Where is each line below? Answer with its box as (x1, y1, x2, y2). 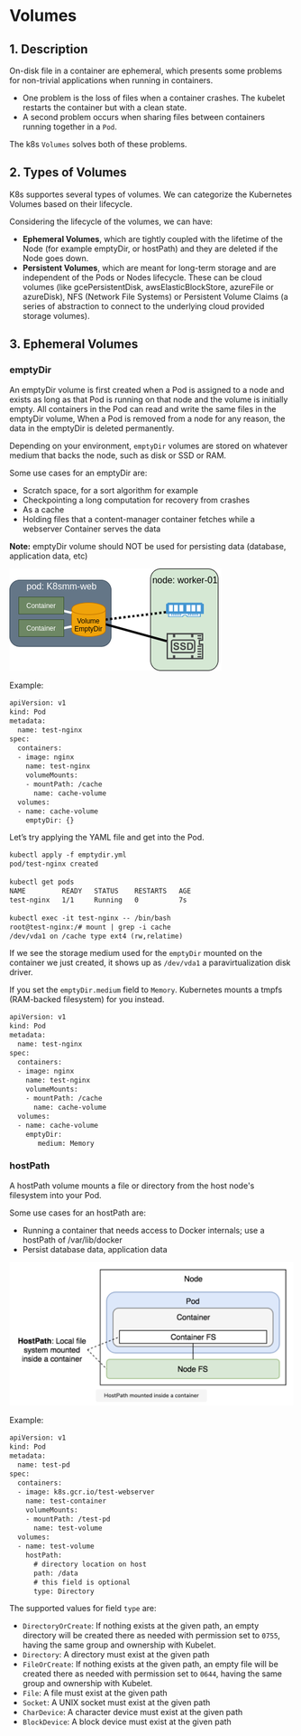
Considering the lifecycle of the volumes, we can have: (9, 216, 214, 227)
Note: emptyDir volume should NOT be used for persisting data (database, (9, 540, 287, 551)
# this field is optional (32, 1578, 131, 1587)
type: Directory (32, 1587, 95, 1596)
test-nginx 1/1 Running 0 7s (9, 896, 187, 905)
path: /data (32, 1569, 78, 1578)
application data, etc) (9, 550, 88, 561)
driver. (9, 966, 33, 977)
